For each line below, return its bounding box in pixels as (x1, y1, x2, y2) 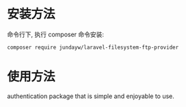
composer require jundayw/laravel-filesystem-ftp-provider (7, 44, 179, 51)
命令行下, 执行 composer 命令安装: (7, 30, 105, 38)
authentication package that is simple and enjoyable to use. (7, 92, 174, 100)
